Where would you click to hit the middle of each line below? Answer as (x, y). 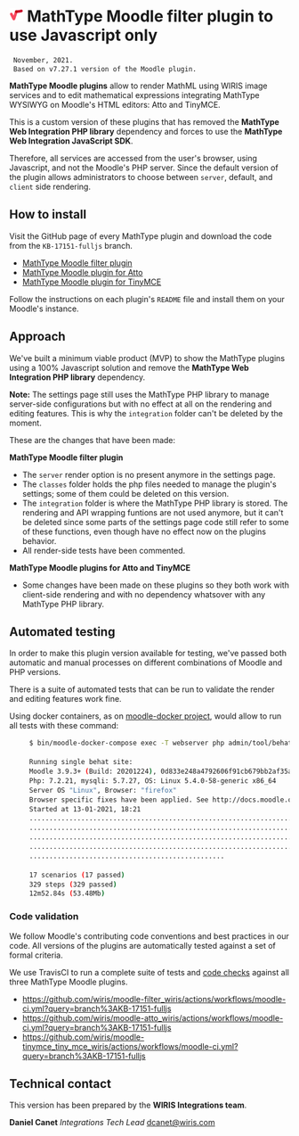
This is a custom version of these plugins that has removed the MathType (145, 121)
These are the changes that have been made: (93, 440)
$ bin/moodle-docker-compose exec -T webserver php (127, 743)
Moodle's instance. (44, 309)
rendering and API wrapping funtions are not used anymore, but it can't (153, 512)
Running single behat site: (81, 762)
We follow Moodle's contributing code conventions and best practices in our (149, 936)
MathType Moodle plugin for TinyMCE (92, 282)
